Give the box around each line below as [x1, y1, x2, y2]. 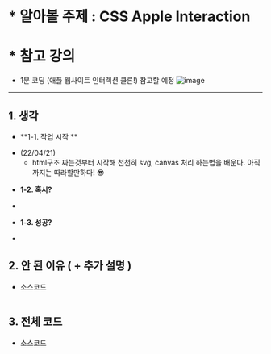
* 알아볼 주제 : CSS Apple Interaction [8, 7, 251, 26]
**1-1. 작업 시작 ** [19, 131, 78, 141]
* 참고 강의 [8, 48, 75, 65]
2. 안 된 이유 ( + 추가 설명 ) [8, 259, 132, 273]
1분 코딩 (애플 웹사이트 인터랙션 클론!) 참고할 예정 [19, 76, 175, 85]
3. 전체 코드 [8, 315, 63, 329]
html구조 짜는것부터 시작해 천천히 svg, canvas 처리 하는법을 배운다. [31, 157, 246, 167]
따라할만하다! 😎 [53, 167, 105, 177]
